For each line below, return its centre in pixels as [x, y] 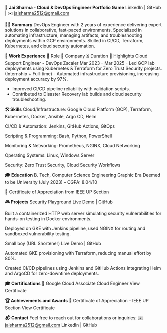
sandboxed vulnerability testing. [38, 234]
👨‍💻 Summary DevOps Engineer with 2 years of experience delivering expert [84, 25]
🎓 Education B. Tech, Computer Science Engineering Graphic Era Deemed [83, 175]
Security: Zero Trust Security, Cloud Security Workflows [63, 165]
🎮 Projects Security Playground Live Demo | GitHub [59, 202]
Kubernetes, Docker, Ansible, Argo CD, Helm [51, 117]
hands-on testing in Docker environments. [48, 219]
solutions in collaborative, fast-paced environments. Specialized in [74, 30]
